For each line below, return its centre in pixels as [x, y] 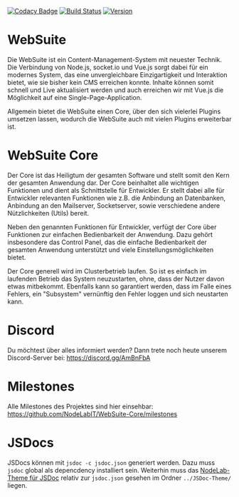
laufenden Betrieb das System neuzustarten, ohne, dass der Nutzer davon [116, 278]
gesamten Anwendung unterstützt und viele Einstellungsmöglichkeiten [111, 249]
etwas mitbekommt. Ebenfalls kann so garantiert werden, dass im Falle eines [119, 286]
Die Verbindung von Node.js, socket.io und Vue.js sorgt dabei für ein [108, 67]
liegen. [17, 485]
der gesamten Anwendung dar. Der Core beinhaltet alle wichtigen [103, 183]
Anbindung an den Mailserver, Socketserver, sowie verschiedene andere [114, 205]
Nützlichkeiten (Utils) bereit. [48, 213]
